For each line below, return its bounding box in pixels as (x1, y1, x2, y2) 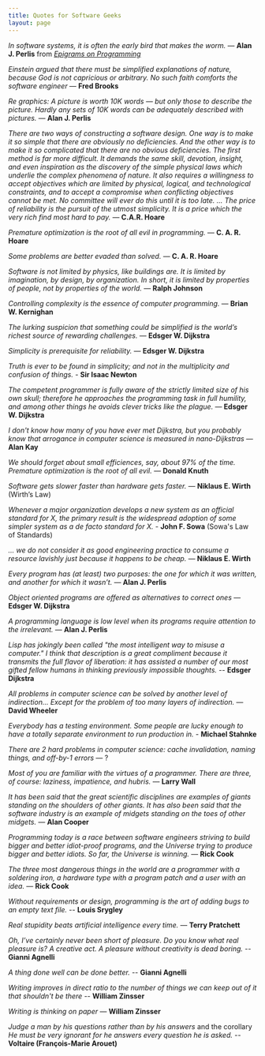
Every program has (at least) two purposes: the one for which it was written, (8, 569, 257, 579)
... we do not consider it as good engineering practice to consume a (8, 545, 229, 555)
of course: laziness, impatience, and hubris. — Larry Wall (8, 777, 196, 786)
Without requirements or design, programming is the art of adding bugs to (8, 897, 250, 906)
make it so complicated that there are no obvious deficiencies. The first (8, 145, 241, 155)
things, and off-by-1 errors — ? (8, 753, 109, 762)
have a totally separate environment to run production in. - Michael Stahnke (8, 729, 257, 739)
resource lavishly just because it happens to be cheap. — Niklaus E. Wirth (8, 553, 251, 563)
